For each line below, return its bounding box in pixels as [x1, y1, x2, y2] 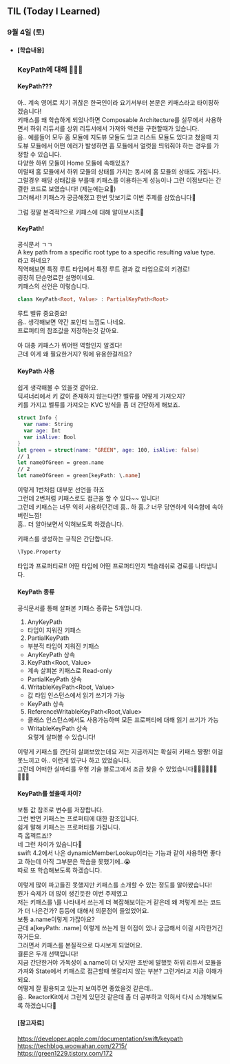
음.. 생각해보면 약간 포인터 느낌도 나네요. [17, 318, 126, 326]
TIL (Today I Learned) [7, 6, 101, 17]
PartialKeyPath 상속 [27, 675, 83, 683]
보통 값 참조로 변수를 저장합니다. [17, 806, 104, 814]
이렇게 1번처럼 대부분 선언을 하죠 [17, 485, 105, 494]
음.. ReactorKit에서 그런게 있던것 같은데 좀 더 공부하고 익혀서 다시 [17, 993, 194, 1001]
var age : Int [23, 428, 61, 434]
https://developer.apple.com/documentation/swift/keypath [17, 1034, 184, 1043]
